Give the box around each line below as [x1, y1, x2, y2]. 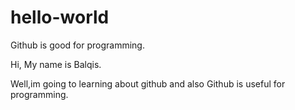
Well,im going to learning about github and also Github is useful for [10, 77, 286, 90]
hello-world [10, 6, 110, 29]
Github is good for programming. [10, 39, 145, 51]
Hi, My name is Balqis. [10, 58, 102, 70]
